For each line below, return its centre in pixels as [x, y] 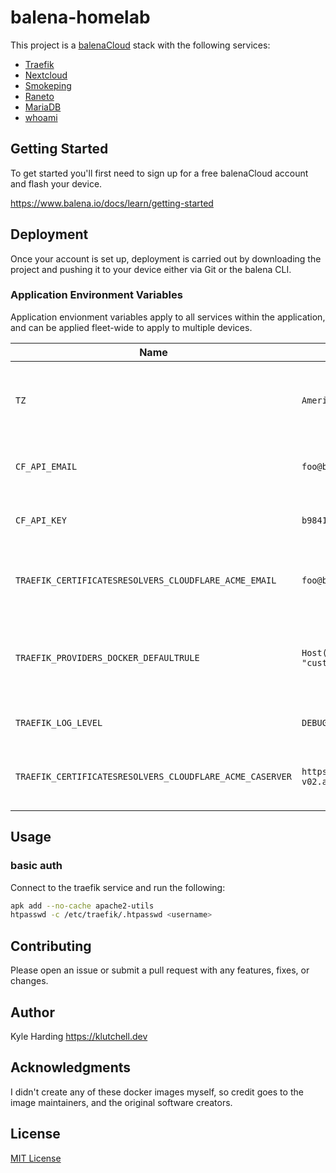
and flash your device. [56, 183]
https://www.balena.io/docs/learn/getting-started [112, 203]
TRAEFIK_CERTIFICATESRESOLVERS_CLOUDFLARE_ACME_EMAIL [146, 580]
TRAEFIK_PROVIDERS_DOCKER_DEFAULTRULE [107, 657]
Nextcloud [46, 75]
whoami [41, 117]
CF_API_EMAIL [46, 466]
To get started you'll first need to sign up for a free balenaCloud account [159, 173]
